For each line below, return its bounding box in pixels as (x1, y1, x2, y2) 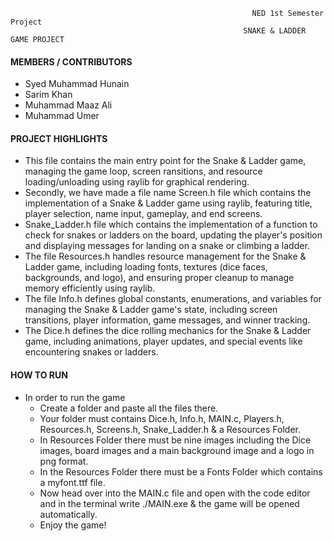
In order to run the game (24, 391, 126, 403)
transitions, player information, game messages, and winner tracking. (24, 314, 311, 326)
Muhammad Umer (24, 110, 100, 122)
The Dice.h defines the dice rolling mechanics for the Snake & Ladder (24, 325, 312, 337)
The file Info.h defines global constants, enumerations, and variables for (24, 293, 322, 305)
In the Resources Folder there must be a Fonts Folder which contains (39, 465, 323, 478)
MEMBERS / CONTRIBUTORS (10, 55, 133, 68)
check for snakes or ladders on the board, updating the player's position (24, 229, 323, 241)
